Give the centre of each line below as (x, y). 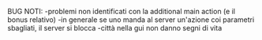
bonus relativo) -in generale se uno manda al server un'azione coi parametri (131, 20)
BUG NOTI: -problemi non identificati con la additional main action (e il (122, 11)
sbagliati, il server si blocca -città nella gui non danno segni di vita (115, 28)
